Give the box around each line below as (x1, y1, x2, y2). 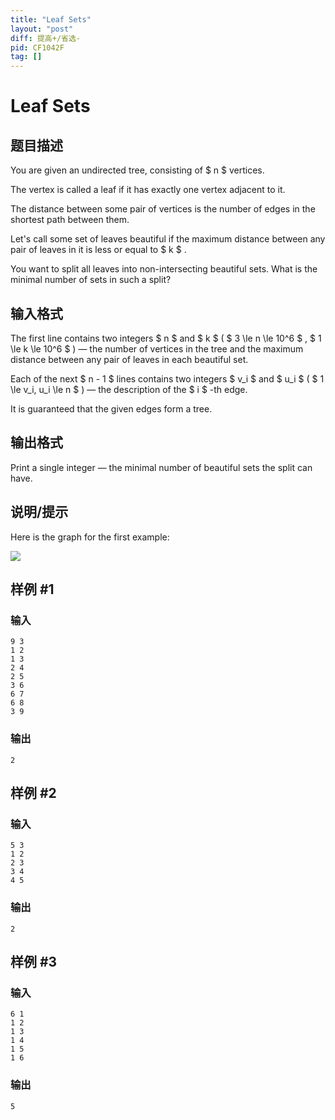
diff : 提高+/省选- (10, 33, 82, 43)
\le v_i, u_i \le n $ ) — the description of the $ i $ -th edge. (10, 383, 248, 395)
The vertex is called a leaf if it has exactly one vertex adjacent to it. (10, 184, 286, 196)
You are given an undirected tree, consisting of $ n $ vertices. (10, 164, 265, 176)
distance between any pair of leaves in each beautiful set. (10, 353, 249, 365)
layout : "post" (10, 24, 74, 34)
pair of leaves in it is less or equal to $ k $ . (10, 244, 187, 256)
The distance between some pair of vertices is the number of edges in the (10, 203, 316, 215)
